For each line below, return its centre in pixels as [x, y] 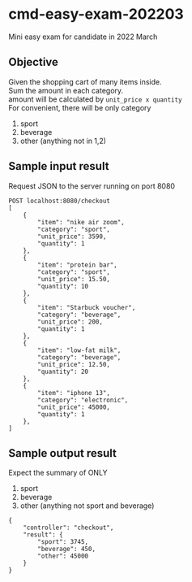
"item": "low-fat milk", [79, 350]
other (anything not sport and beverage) [87, 506]
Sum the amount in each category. [66, 90]
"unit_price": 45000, [74, 407]
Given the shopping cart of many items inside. [85, 81]
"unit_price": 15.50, [74, 279]
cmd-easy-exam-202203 [96, 14]
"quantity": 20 [63, 371]
